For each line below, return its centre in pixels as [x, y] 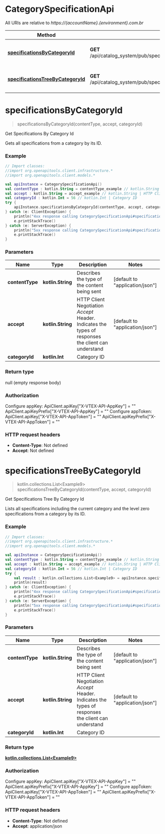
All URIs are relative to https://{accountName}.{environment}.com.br [74, 23]
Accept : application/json [37, 826]
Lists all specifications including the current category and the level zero [77, 509]
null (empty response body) [33, 382]
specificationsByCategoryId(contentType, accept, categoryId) [80, 124]
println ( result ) [31, 583]
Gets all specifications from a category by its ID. [54, 143]
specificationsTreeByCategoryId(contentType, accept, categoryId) [84, 489]
